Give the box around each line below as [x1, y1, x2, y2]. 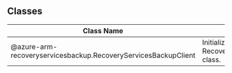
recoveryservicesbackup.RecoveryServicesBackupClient [10, 50, 195, 60]
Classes [7, 6, 43, 17]
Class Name [82, 25, 124, 35]
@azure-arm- [10, 41, 57, 51]
